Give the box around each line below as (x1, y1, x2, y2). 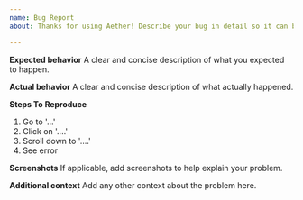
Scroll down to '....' (22, 135, 92, 146)
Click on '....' (22, 125, 69, 136)
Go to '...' (22, 116, 56, 127)
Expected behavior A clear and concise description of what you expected (9, 54, 285, 65)
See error (22, 145, 59, 156)
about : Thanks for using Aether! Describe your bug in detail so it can (9, 22, 289, 31)
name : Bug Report (9, 13, 75, 23)
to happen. (9, 64, 50, 75)
